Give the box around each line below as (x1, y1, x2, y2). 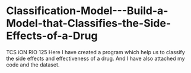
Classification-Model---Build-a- (6, 4, 168, 18)
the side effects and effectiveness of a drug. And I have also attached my (6, 55, 185, 62)
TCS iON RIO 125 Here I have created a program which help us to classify (6, 48, 185, 55)
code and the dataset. (6, 61, 60, 68)
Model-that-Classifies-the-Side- (6, 16, 171, 30)
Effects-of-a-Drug (6, 29, 98, 42)
